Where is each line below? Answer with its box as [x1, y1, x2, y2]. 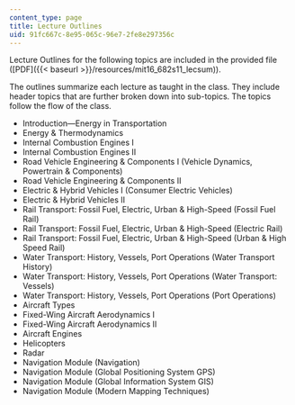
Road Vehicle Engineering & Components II [22, 175, 182, 186]
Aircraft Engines [22, 328, 83, 339]
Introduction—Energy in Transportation [22, 118, 167, 129]
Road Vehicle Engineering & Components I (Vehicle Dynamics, [22, 157, 254, 167]
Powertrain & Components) [22, 166, 123, 176]
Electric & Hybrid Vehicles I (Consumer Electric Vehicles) [22, 185, 234, 196]
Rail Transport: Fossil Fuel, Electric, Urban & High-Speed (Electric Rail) [22, 223, 283, 234]
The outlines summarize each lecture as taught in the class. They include [9, 82, 281, 93]
